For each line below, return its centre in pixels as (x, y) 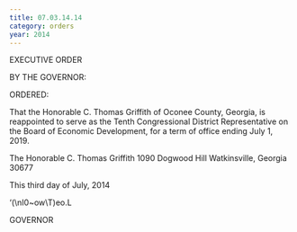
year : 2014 (30, 34)
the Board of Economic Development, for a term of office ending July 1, (141, 131)
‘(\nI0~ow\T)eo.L (40, 202)
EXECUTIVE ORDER (46, 60)
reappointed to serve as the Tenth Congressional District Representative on (149, 121)
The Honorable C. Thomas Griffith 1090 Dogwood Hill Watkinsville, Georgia (148, 158)
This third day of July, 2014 (60, 185)
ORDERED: (29, 94)
